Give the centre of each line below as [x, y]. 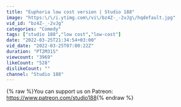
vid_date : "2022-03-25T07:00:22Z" [50, 46]
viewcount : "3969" [30, 57]
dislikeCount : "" [28, 68]
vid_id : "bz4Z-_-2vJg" [35, 23]
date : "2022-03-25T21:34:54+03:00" [51, 40]
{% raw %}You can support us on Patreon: [60, 91]
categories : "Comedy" [34, 29]
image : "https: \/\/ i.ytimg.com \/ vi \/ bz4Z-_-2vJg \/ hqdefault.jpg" [91, 18]
